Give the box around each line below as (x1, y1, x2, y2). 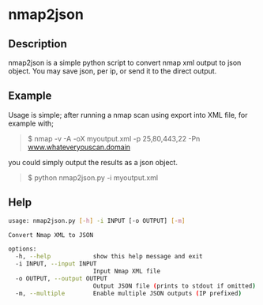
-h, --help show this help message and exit (15, 253, 203, 261)
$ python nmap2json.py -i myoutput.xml (27, 172, 159, 183)
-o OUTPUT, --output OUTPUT (15, 274, 108, 282)
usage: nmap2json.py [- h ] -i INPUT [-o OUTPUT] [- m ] (8, 217, 186, 224)
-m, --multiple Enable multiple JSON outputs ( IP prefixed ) (15, 289, 242, 297)
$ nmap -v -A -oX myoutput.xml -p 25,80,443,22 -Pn (27, 134, 201, 143)
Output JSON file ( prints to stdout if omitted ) (92, 282, 257, 290)
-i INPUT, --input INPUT (15, 260, 97, 268)
